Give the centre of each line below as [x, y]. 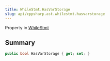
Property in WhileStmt [27, 27]
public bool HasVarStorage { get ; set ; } [47, 54]
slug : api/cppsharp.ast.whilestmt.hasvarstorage [55, 14]
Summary [20, 43]
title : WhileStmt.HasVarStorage [38, 9]
